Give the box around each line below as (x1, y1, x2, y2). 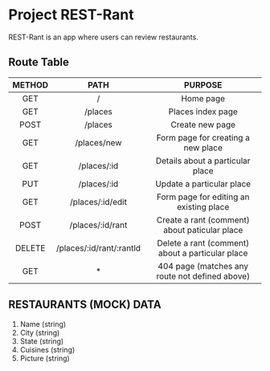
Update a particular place (155, 178, 252, 190)
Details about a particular (155, 155, 251, 166)
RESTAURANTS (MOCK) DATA (8, 298, 162, 312)
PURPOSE (183, 79, 223, 90)
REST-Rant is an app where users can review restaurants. (8, 32, 198, 42)
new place (183, 142, 223, 153)
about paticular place (163, 224, 243, 235)
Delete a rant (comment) (156, 237, 250, 248)
